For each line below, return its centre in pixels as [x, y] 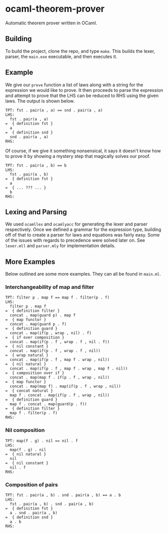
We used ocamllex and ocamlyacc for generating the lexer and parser [76, 224]
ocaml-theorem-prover [55, 9]
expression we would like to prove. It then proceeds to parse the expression [84, 90]
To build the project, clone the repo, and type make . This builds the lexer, [80, 51]
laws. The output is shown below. [40, 101]
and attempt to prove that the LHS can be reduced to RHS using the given [82, 95]
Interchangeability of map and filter [50, 287]
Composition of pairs [32, 484]
